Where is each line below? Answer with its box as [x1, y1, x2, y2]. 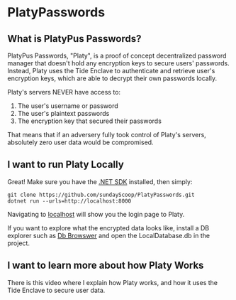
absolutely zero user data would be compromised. [7, 138, 154, 146]
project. [7, 239, 30, 247]
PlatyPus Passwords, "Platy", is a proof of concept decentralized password [7, 51, 227, 60]
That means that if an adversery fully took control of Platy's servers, [7, 131, 207, 139]
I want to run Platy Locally [7, 159, 124, 171]
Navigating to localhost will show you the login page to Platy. [7, 210, 185, 218]
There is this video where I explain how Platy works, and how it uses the [7, 278, 218, 286]
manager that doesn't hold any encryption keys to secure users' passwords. [7, 59, 230, 68]
